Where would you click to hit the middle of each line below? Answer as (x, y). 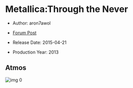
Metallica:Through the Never (67, 9)
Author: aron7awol (31, 23)
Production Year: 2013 (36, 52)
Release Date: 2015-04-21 (40, 42)
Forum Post (24, 32)
